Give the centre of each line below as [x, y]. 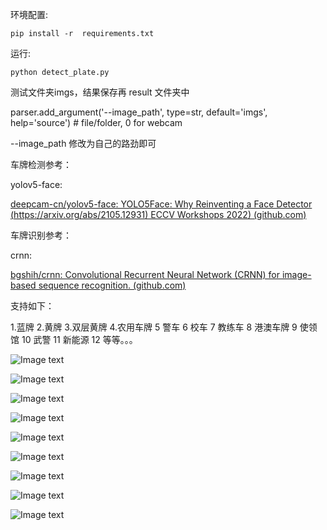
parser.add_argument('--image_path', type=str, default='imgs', [139, 112]
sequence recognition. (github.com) [112, 285]
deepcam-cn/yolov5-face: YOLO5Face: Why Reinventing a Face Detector [161, 204]
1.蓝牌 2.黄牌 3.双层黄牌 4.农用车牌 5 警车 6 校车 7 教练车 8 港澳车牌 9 [154, 327]
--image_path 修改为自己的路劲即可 [83, 143]
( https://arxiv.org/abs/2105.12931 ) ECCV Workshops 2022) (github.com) [158, 214]
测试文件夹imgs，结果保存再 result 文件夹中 [100, 92]
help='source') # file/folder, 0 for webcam [96, 122]
